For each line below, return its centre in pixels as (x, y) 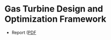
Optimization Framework (55, 19)
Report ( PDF (24, 32)
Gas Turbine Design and (54, 9)
